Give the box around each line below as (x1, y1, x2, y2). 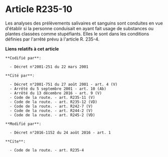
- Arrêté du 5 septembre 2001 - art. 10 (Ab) (10, 86, 107, 91)
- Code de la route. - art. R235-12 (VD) (10, 99, 98, 104)
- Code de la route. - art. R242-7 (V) (10, 104, 93, 109)
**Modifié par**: (5, 121, 42, 126)
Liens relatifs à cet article (5, 46, 59, 52)
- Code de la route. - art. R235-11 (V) (10, 95, 95, 100)
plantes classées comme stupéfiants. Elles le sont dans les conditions (5, 31, 149, 37)
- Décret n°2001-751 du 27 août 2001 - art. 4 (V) (10, 82, 118, 87)
